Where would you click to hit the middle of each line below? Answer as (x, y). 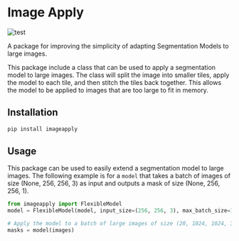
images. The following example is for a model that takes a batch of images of (119, 176)
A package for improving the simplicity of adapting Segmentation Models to (118, 46)
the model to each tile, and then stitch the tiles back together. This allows (115, 82)
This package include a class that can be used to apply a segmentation (111, 67)
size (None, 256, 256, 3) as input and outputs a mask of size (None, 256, (114, 183)
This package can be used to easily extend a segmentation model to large (116, 168)
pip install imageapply (43, 129)
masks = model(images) (41, 230)
